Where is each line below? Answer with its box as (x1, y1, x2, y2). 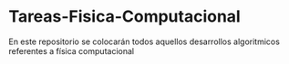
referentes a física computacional (8, 45, 134, 56)
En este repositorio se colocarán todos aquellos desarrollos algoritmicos (8, 36, 280, 47)
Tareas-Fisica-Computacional (8, 6, 241, 27)
